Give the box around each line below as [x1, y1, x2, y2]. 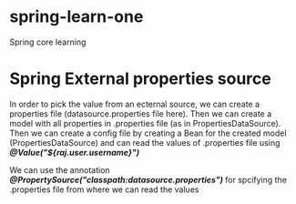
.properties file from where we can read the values [9, 184, 199, 195]
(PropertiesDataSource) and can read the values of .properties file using [9, 137, 281, 148]
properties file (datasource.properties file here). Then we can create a [9, 107, 272, 119]
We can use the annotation [9, 164, 111, 175]
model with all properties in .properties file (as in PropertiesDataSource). [9, 117, 281, 128]
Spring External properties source [9, 68, 271, 89]
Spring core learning [9, 36, 87, 47]
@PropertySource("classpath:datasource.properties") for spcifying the [9, 174, 287, 185]
